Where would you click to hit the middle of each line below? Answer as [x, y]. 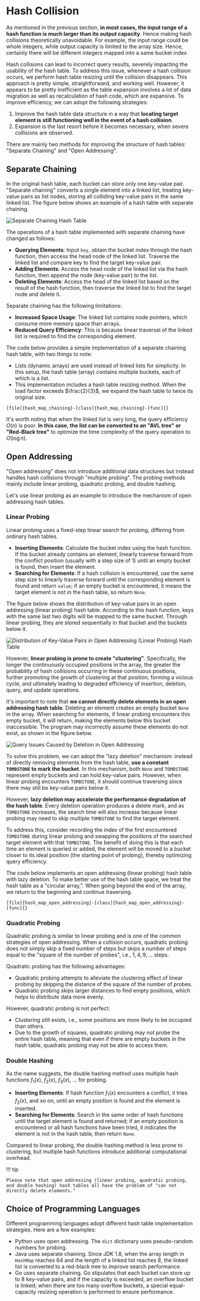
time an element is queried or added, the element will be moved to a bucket [99, 849]
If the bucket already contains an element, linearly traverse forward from [104, 554]
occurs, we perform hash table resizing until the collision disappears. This [97, 77]
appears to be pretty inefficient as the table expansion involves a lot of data [99, 89]
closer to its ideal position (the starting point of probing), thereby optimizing [99, 855]
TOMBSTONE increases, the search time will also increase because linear [92, 812]
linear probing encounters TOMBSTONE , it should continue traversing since [94, 781]
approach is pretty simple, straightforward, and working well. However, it [95, 83]
